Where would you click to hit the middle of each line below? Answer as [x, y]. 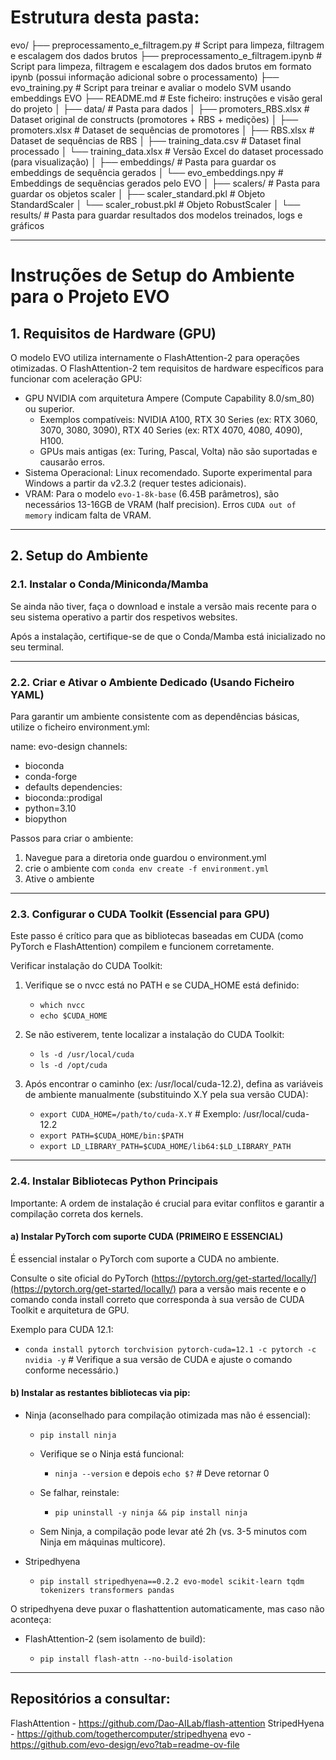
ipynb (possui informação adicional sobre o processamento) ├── [145, 77]
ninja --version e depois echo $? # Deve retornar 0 [162, 1473]
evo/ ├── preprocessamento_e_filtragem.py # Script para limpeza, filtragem [167, 45]
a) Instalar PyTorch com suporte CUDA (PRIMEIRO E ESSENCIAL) [147, 1237]
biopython [46, 818]
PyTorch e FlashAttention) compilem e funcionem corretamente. [142, 947]
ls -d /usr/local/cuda [87, 1055]
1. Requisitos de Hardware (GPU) [113, 333]
